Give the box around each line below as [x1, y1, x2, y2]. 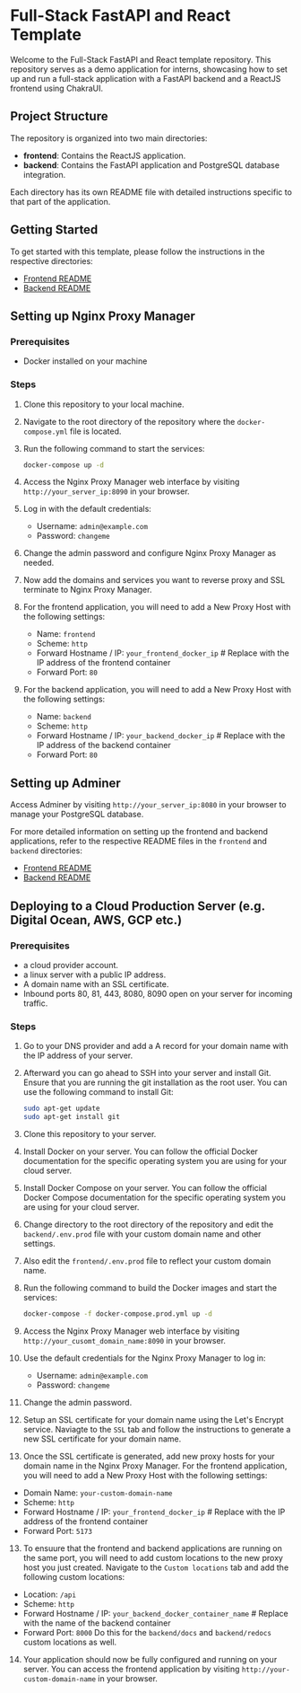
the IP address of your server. [22, 1050, 133, 1061]
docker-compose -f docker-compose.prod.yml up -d [22, 1309, 213, 1318]
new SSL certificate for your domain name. [22, 1433, 182, 1444]
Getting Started [10, 222, 99, 238]
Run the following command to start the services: [22, 443, 205, 454]
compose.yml [22, 428, 68, 436]
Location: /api [22, 1589, 77, 1600]
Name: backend [36, 711, 92, 722]
